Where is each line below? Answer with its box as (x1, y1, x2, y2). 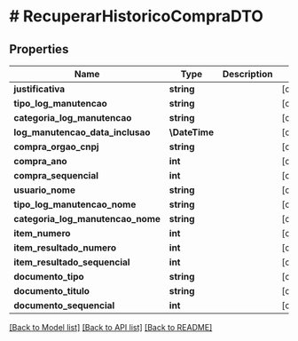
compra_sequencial (13, 170, 99, 181)
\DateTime (169, 126, 215, 139)
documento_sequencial (13, 299, 115, 312)
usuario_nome (13, 184, 75, 196)
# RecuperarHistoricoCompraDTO (9, 6, 264, 27)
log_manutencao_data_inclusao (13, 126, 151, 139)
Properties (9, 42, 69, 57)
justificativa (13, 83, 66, 95)
